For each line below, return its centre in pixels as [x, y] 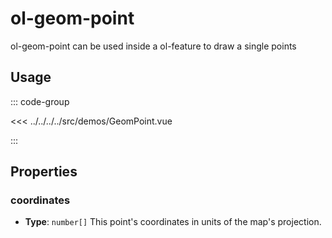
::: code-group [40, 101]
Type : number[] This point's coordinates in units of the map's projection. [173, 222]
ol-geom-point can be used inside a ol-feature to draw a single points [153, 46]
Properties [44, 172]
